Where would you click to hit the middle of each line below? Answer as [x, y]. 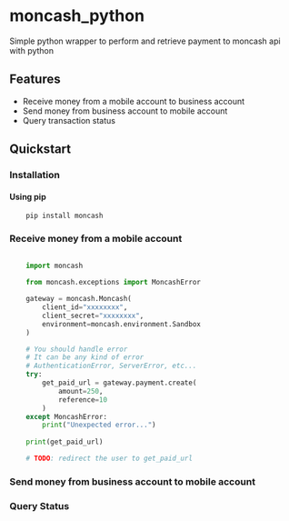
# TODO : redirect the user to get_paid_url [110, 459]
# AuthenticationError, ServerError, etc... [111, 366]
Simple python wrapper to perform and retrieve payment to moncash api [145, 41]
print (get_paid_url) [65, 442]
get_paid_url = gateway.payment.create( [120, 383]
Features [35, 80]
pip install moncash [65, 216]
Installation [35, 175]
